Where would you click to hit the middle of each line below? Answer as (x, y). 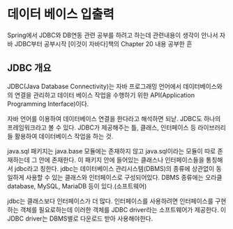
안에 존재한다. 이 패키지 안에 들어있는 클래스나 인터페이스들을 (121, 160)
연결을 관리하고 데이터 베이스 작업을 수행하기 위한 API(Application (105, 95)
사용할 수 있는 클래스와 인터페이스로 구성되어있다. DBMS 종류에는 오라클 (124, 177)
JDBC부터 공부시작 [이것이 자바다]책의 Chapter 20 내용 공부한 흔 (103, 43)
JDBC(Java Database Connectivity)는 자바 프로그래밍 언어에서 (95, 86)
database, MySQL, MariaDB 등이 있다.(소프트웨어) (77, 186)
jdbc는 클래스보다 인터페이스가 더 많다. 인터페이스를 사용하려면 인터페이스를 (111, 201)
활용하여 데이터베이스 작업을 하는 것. (64, 136)
